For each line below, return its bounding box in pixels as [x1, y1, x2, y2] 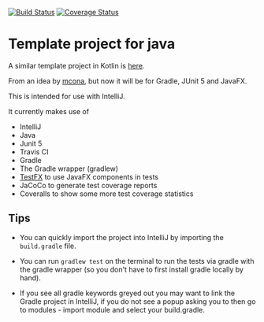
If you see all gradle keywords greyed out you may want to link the [19, 288, 236, 298]
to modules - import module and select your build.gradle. [19, 305, 205, 314]
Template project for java [8, 35, 176, 53]
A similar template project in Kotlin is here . [8, 61, 145, 70]
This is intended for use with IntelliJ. [8, 91, 125, 101]
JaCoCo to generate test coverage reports [19, 180, 158, 190]
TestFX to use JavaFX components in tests [19, 172, 159, 181]
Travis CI [19, 146, 49, 157]
